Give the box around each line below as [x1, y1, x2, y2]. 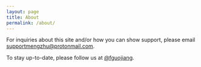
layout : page [6, 8, 39, 15]
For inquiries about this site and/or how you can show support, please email [6, 36, 196, 44]
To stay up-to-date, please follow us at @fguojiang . [6, 54, 134, 62]
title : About [6, 14, 39, 20]
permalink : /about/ [6, 20, 56, 26]
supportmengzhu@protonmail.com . [6, 42, 95, 50]
